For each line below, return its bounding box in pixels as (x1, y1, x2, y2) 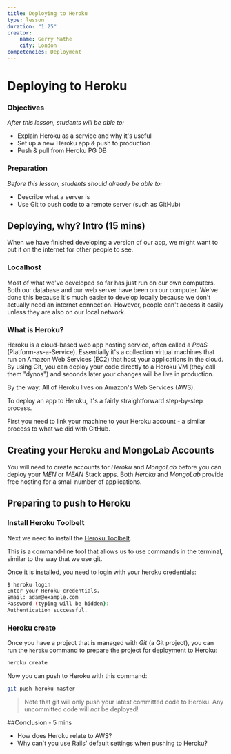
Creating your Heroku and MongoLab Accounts (7, 445, 214, 456)
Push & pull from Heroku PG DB (17, 146, 107, 155)
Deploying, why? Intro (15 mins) (7, 220, 146, 232)
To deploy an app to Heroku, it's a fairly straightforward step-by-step (7, 397, 203, 405)
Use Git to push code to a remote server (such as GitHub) (17, 200, 181, 208)
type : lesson (7, 17, 45, 23)
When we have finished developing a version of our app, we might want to (7, 238, 219, 247)
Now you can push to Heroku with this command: (7, 672, 148, 680)
